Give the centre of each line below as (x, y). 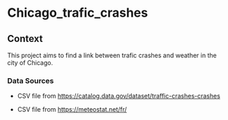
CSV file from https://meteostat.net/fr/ (72, 110)
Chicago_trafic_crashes (78, 13)
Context (25, 39)
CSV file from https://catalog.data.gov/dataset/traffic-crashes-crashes (119, 96)
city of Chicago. (30, 63)
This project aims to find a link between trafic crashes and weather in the (112, 55)
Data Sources (31, 80)
